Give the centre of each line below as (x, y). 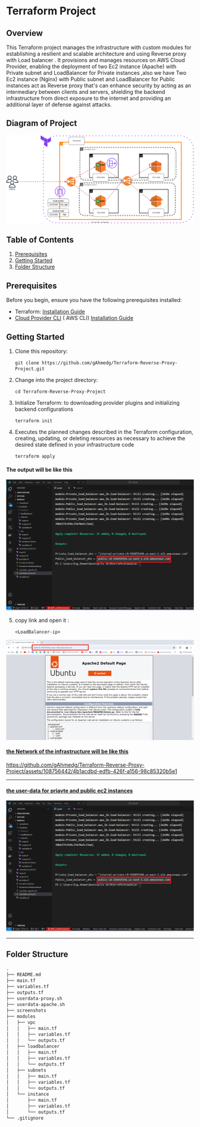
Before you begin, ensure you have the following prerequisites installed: (94, 300)
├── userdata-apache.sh (36, 1004)
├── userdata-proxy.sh (34, 998)
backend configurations (44, 409)
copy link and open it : (42, 621)
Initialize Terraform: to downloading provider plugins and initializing (97, 402)
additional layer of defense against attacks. (59, 105)
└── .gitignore (25, 1118)
